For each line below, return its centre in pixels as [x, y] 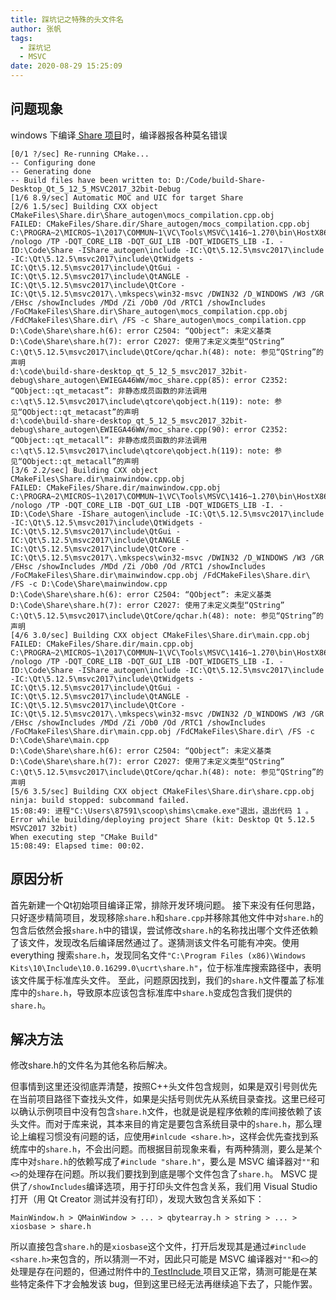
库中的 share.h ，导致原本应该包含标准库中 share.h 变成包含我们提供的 [151, 992]
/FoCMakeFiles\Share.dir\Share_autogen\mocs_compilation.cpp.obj [149, 311]
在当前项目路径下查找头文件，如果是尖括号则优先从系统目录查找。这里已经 [163, 1099]
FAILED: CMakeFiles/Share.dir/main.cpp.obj [102, 644]
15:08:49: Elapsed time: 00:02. [77, 846]
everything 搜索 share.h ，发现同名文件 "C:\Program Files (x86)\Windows [158, 955]
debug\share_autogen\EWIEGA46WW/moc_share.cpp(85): [120, 380]
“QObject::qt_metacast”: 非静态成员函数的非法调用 [109, 391]
